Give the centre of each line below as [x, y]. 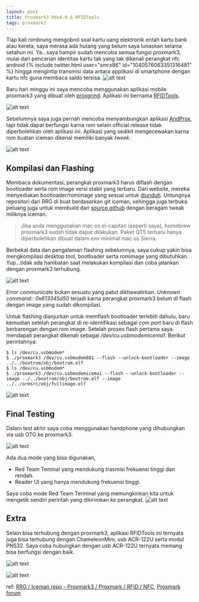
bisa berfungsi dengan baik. [40, 552]
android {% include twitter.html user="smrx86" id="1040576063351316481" [99, 65]
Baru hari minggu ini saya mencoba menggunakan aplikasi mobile [86, 89]
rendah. [24, 476]
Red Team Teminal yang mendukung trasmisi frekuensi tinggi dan [95, 469]
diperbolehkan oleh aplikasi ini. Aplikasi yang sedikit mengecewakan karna [97, 131]
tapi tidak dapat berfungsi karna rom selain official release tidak [84, 125]
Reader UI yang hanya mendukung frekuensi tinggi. [78, 482]
